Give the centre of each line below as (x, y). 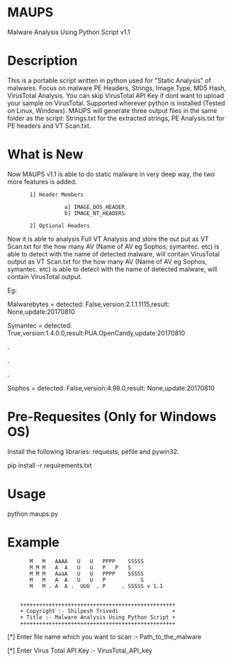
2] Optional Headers (60, 226)
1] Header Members (56, 195)
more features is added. (42, 181)
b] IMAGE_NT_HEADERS (95, 213)
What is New (45, 154)
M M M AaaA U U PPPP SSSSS (86, 574)
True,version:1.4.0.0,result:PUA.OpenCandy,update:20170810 (96, 333)
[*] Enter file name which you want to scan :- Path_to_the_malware (104, 636)
